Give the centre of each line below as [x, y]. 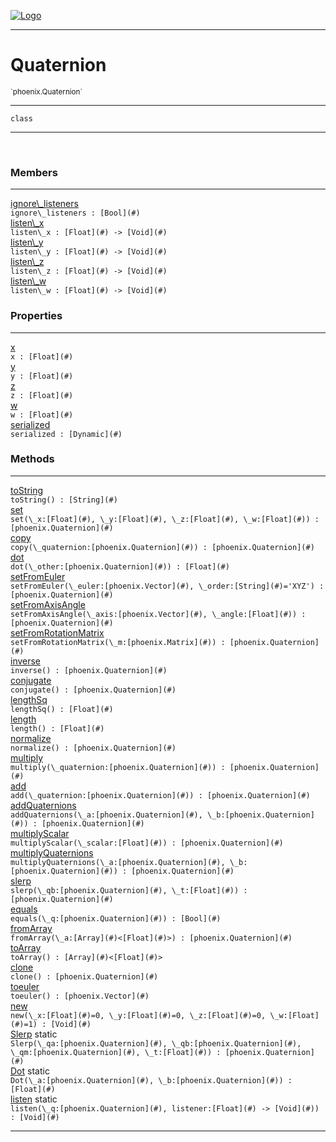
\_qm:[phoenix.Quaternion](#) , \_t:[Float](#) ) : [116, 1052]
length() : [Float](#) [57, 728]
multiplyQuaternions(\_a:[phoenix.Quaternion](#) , [118, 862]
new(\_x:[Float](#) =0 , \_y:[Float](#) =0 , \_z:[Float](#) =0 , [138, 1015]
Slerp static [34, 1034]
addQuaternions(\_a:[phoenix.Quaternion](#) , [106, 815]
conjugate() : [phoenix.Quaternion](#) [93, 690]
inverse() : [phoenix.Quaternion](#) [89, 670]
